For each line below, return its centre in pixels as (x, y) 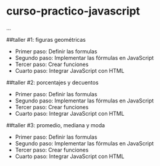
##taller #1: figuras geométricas (46, 39)
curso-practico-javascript (73, 11)
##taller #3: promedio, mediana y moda (55, 125)
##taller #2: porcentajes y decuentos (52, 82)
